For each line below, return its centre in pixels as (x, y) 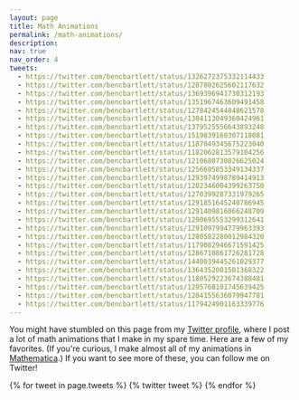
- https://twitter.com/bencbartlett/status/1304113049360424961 (141, 119)
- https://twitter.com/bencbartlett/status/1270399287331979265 (141, 195)
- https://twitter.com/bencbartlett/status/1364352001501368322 (141, 271)
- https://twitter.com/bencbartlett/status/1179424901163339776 (141, 304)
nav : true (28, 52)
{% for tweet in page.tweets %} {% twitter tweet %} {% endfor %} (133, 386)
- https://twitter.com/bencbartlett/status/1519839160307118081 (141, 136)
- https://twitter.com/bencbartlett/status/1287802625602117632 (141, 85)
